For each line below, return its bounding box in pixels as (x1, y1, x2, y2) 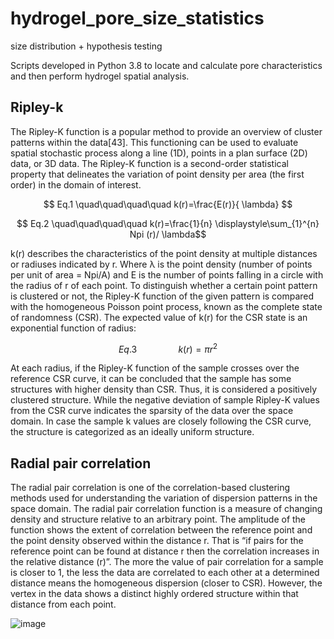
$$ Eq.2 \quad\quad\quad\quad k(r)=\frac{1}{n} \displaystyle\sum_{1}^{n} (16, 217, 320, 229)
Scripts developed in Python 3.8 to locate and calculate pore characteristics (10, 59, 323, 71)
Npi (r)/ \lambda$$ (129, 228, 207, 240)
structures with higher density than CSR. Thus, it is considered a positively (10, 383, 318, 396)
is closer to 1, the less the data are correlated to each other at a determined (10, 567, 320, 579)
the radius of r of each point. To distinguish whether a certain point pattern (10, 279, 318, 291)
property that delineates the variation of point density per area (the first (10, 168, 305, 180)
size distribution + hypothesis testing (10, 40, 163, 52)
